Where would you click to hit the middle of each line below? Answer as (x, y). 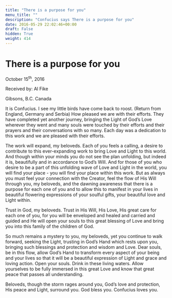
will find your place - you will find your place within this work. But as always (85, 173)
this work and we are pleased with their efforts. (55, 136)
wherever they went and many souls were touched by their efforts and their (85, 125)
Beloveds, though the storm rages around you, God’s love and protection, (83, 284)
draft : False (19, 29)
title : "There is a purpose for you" (46, 10)
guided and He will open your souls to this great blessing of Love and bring (85, 221)
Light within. (18, 200)
